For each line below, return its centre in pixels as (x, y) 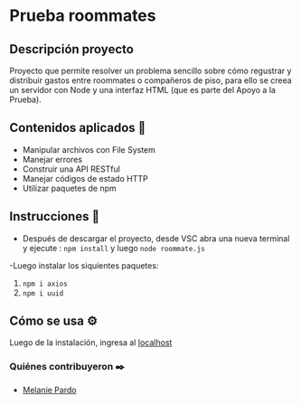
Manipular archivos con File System (89, 149)
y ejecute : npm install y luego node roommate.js (113, 248)
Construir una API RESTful (71, 169)
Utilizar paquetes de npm (70, 188)
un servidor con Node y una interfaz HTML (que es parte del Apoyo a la (142, 90)
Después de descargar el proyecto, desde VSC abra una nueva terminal (156, 238)
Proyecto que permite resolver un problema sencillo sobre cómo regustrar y (150, 70)
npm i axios (45, 284)
